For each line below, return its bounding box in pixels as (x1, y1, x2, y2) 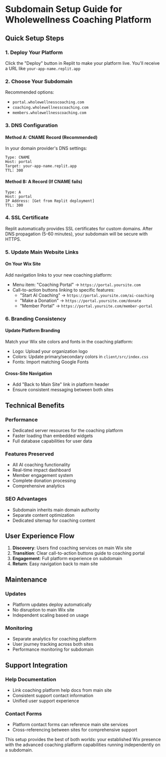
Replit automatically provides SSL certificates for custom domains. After (5, 225, 153, 231)
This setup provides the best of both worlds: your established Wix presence (5, 737, 161, 743)
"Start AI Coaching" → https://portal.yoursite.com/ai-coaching (19, 292, 155, 298)
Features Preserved (5, 450, 54, 457)
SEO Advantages (5, 495, 47, 502)
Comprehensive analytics (12, 483, 65, 489)
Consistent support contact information (12, 693, 94, 699)
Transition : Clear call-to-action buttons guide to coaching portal (12, 550, 145, 556)
